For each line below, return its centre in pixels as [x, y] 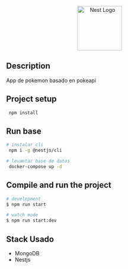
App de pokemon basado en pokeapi [51, 80]
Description [28, 66]
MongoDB [27, 253]
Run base [24, 131]
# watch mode [22, 215]
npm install [23, 113]
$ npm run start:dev [32, 221]
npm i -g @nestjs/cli [35, 151]
